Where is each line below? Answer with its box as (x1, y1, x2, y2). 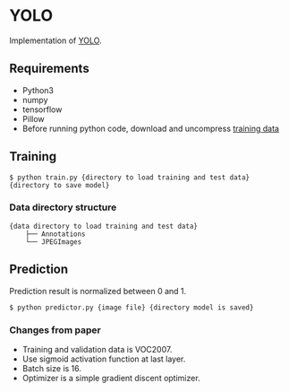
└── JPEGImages (25, 237, 82, 247)
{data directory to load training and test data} (9, 222, 199, 231)
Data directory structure (9, 201, 117, 213)
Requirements (9, 61, 89, 76)
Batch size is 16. (21, 362, 82, 373)
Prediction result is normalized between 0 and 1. (9, 285, 187, 296)
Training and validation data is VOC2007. (21, 344, 173, 354)
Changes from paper (9, 324, 101, 336)
